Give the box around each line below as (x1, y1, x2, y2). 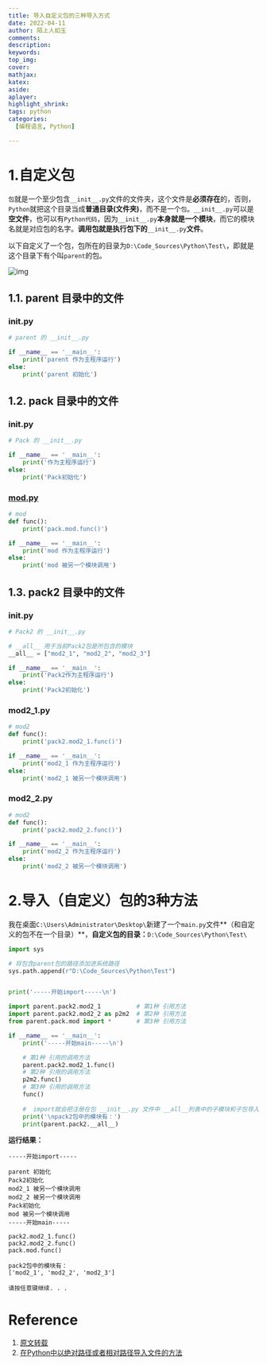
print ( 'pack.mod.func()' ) (22, 525, 109, 533)
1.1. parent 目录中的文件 (8, 292, 125, 305)
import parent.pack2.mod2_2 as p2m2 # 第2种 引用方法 (8, 1010, 187, 1018)
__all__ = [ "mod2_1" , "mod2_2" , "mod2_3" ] (8, 650, 151, 657)
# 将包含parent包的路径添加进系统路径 (8, 960, 120, 968)
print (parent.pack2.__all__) (22, 1120, 119, 1128)
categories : (8, 115, 48, 123)
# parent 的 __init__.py (8, 334, 90, 342)
